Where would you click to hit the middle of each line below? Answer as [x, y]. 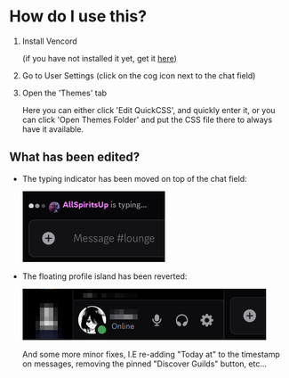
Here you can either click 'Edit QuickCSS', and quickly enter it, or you [149, 110]
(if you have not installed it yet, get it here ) [100, 58]
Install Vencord [49, 41]
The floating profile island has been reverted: [104, 276]
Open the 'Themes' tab [64, 93]
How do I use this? [78, 16]
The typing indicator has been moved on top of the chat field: [134, 178]
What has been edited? [75, 157]
